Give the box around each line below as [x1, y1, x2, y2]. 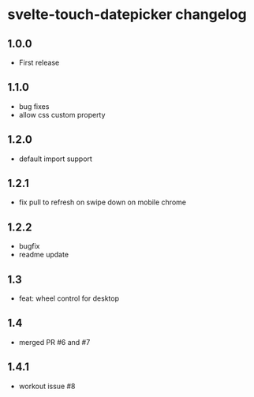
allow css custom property [18, 110, 106, 119]
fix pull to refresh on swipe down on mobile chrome [18, 197, 187, 207]
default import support [18, 154, 92, 163]
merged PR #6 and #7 [18, 337, 91, 346]
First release [18, 58, 60, 67]
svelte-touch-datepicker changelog [7, 6, 248, 24]
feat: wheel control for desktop [18, 294, 120, 303]
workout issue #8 [18, 381, 76, 391]
